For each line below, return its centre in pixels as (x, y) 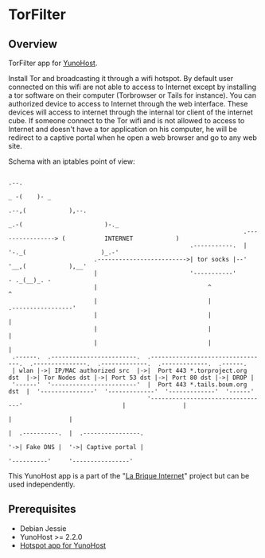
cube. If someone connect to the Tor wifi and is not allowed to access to (127, 120)
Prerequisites (42, 509)
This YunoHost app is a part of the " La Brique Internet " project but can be (129, 476)
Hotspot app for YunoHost (62, 545)
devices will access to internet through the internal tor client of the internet (131, 112)
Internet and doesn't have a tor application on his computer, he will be (123, 129)
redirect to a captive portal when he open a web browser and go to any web (132, 138)
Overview (33, 44)
